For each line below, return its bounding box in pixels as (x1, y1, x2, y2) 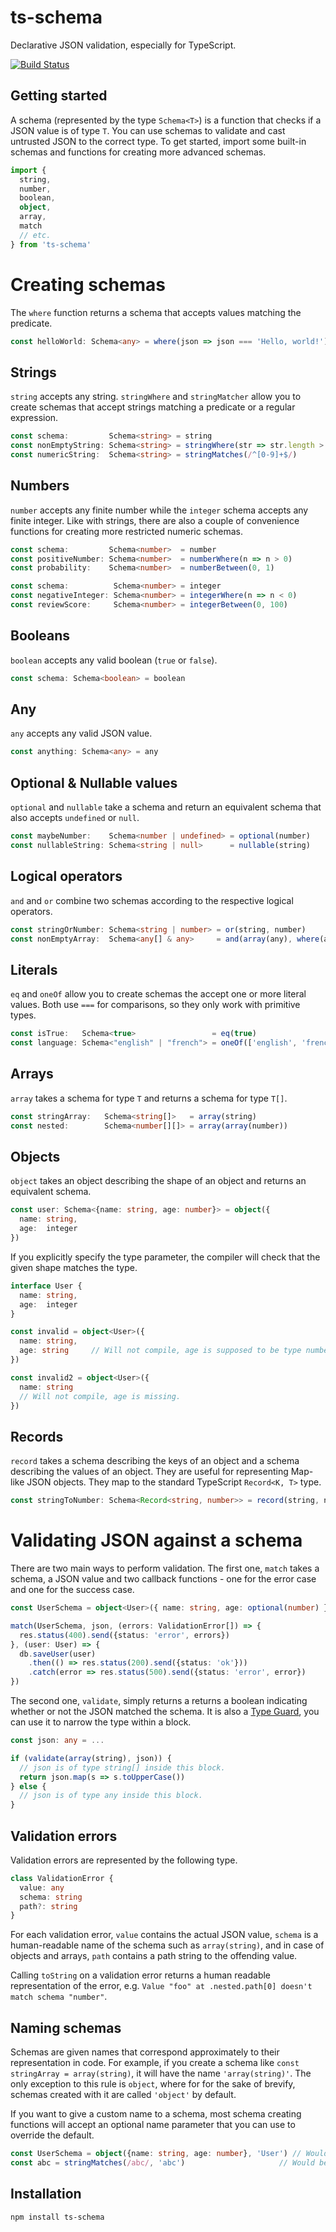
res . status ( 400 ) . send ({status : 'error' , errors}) (19, 1630, 230, 1640)
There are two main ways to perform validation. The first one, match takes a (10, 1562, 320, 1574)
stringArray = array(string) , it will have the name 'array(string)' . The (10, 2067, 312, 2080)
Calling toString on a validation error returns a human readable (10, 1969, 272, 1981)
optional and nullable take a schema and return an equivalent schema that (10, 801, 322, 813)
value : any (19, 1882, 65, 1893)
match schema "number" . (10, 1991, 108, 2003)
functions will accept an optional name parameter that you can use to (10, 2119, 296, 2131)
